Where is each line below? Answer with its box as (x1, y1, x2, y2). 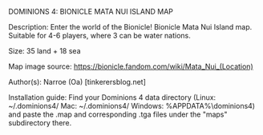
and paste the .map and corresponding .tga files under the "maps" (8, 109, 228, 119)
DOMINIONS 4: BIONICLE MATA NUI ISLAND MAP (8, 7, 174, 16)
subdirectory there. (8, 118, 72, 127)
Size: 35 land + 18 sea (8, 46, 81, 55)
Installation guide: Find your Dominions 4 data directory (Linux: (8, 93, 216, 102)
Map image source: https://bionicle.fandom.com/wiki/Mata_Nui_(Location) (8, 62, 254, 71)
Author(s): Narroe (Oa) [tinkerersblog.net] (8, 77, 147, 86)
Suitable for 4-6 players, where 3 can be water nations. (8, 31, 191, 40)
